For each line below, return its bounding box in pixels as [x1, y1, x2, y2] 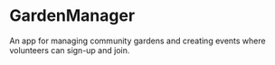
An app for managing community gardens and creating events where [9, 35, 266, 46]
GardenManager [9, 5, 136, 26]
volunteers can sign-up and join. [9, 44, 130, 55]
